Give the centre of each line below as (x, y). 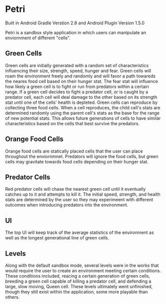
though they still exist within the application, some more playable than (77, 292)
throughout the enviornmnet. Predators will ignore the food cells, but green (82, 156)
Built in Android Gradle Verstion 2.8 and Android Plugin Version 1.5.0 (75, 23)
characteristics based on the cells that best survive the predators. (73, 123)
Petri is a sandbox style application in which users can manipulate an (76, 32)
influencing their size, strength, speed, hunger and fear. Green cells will (78, 71)
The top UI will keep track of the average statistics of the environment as (80, 232)
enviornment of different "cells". (38, 38)
